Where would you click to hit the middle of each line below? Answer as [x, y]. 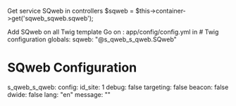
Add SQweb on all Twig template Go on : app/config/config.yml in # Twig [113, 32]
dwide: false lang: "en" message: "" [59, 94]
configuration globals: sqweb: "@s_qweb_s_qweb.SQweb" [92, 39]
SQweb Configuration [72, 68]
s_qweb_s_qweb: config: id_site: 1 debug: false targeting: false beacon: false [118, 87]
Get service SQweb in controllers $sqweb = [70, 11]
